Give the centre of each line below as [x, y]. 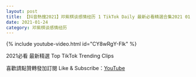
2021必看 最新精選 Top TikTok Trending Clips [60, 56]
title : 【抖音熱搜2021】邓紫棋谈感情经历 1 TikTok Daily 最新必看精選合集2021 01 [98, 17]
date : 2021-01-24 [27, 22]
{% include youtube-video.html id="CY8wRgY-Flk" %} [71, 44]
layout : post [22, 11]
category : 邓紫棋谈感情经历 [36, 27]
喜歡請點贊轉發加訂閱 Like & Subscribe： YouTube [66, 68]
